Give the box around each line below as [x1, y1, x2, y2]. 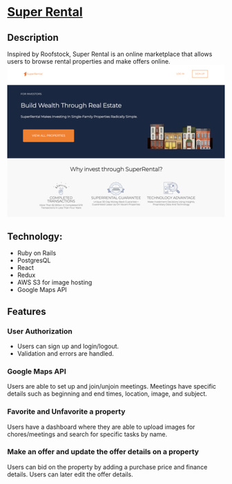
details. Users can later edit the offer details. [7, 470, 133, 478]
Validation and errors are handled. [17, 349, 114, 358]
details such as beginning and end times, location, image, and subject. [7, 389, 207, 398]
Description [7, 32, 59, 43]
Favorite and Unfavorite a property [7, 407, 126, 416]
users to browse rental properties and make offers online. [7, 57, 171, 66]
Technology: [7, 231, 63, 242]
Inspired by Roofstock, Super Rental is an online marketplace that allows [7, 50, 213, 58]
